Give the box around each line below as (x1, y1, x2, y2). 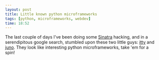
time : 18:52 (5, 20, 29, 26)
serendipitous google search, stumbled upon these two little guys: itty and (5, 40, 155, 45)
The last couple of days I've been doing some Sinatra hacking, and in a (5, 34, 148, 40)
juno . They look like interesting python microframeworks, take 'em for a (5, 44, 149, 50)
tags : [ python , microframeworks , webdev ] (5, 16, 91, 21)
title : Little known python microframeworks (5, 12, 97, 17)
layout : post (5, 7, 32, 12)
